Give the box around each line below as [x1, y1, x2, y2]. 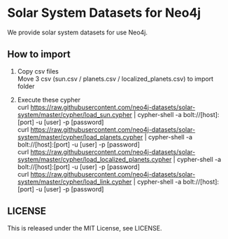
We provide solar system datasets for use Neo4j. [7, 28, 148, 36]
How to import [7, 48, 71, 60]
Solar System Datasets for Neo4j [7, 5, 201, 21]
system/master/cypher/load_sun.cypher [17, 110, 133, 118]
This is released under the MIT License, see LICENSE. [7, 224, 162, 232]
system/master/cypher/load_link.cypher [17, 177, 132, 186]
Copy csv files [17, 67, 59, 75]
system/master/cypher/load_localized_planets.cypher [17, 155, 172, 163]
